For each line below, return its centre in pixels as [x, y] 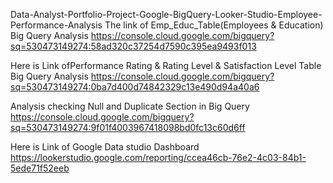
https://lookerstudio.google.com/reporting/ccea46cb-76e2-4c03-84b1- [158, 157]
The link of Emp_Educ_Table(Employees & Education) [214, 25]
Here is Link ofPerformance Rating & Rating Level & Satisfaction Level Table [166, 65]
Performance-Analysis [56, 25]
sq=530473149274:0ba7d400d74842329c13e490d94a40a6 [135, 87]
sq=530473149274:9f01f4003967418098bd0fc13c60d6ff [128, 127]
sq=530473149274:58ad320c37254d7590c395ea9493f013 [133, 46]
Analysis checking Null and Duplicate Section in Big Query [130, 106]
